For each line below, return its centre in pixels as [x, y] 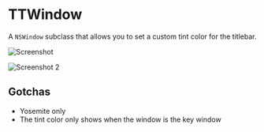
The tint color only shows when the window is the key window [121, 119]
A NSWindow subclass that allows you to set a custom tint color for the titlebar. [132, 36]
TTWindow [45, 15]
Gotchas [30, 92]
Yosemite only [43, 111]
